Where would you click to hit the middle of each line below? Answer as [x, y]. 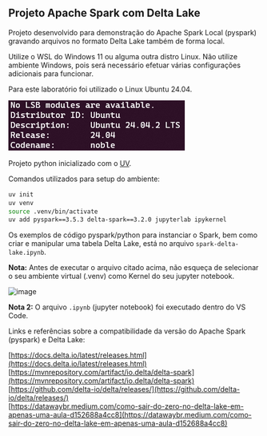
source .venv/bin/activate [53, 212]
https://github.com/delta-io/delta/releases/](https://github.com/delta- [126, 390]
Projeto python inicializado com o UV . [70, 163]
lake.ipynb [26, 253]
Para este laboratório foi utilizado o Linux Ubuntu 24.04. [100, 89]
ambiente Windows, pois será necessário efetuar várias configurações [125, 65]
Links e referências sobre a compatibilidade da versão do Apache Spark [127, 331]
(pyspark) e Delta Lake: [47, 340]
